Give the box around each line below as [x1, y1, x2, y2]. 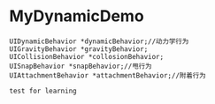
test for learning [9, 86, 77, 95]
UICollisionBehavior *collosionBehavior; [9, 52, 165, 61]
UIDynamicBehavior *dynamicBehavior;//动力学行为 [9, 37, 189, 46]
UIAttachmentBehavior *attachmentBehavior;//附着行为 [9, 71, 206, 80]
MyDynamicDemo [9, 6, 144, 26]
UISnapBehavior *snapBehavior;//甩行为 [9, 62, 152, 71]
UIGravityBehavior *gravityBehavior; [9, 44, 149, 54]
